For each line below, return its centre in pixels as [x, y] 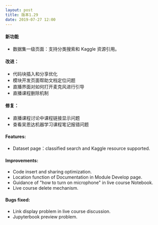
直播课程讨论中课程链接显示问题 [46, 118]
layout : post [19, 10]
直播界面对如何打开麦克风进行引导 [48, 86]
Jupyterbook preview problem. [45, 217]
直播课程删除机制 [31, 93]
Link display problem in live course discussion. [62, 211]
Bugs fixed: [18, 199]
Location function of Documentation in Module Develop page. [77, 177]
